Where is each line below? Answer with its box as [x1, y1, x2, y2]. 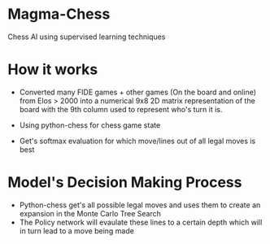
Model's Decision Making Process [7, 173, 242, 192]
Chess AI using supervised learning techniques [7, 32, 166, 41]
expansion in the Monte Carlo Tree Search [19, 208, 162, 218]
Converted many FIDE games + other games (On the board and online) [19, 87, 257, 97]
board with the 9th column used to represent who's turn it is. [19, 104, 223, 114]
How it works [7, 60, 98, 79]
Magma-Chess [7, 5, 111, 24]
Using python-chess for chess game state [19, 120, 161, 130]
